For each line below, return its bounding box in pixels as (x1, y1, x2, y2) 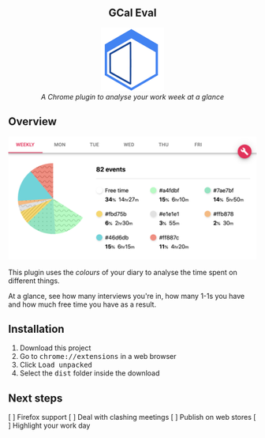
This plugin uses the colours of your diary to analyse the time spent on (8, 267, 238, 277)
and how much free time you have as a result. (8, 300, 156, 309)
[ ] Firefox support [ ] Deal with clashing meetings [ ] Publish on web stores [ (8, 413, 256, 422)
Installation (8, 323, 65, 336)
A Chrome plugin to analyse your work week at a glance (40, 92, 225, 101)
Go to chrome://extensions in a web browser (19, 352, 177, 361)
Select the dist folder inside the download (19, 368, 160, 378)
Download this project (19, 343, 91, 353)
